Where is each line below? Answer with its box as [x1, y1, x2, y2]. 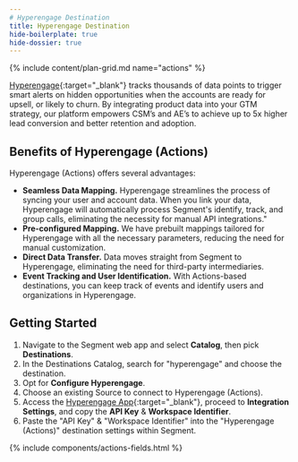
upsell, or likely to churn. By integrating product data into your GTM [9, 99, 258, 110]
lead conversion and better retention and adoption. [9, 118, 197, 129]
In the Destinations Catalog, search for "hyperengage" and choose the [21, 358, 282, 369]
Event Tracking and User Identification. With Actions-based [21, 270, 247, 282]
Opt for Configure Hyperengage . [21, 377, 146, 388]
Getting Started [9, 315, 98, 331]
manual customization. [21, 243, 106, 253]
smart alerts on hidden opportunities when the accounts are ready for [9, 90, 267, 100]
